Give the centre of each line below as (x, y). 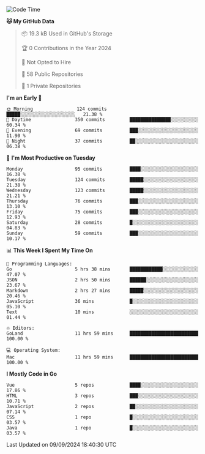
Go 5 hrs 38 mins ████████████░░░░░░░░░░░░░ (102, 269)
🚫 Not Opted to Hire (46, 62)
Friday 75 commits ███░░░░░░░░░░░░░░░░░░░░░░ (102, 212)
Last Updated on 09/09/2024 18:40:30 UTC (61, 445)
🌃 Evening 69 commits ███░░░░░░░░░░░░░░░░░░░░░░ (102, 130)
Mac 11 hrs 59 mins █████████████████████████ (102, 357)
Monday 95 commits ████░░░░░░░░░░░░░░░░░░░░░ (102, 169)
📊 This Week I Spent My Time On (50, 250)
